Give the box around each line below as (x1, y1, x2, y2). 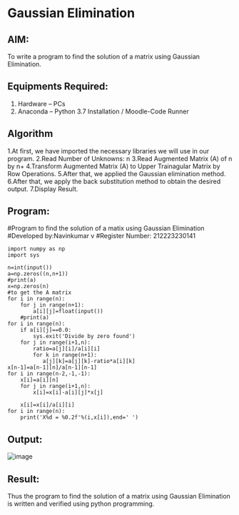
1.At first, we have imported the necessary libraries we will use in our (7, 146, 210, 155)
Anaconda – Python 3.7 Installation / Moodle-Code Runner (17, 107, 189, 116)
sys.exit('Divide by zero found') (33, 333, 136, 340)
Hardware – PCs (17, 99, 66, 108)
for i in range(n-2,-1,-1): (7, 370, 91, 377)
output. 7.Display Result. (7, 184, 78, 193)
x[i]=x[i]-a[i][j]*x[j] (33, 389, 103, 397)
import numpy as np (7, 245, 66, 253)
